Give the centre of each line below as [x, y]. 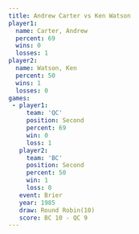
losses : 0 [32, 90]
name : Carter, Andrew [52, 31]
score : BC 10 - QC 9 [53, 218]
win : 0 [37, 135]
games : [19, 98]
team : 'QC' [44, 113]
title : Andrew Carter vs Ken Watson [69, 16]
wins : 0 [29, 46]
